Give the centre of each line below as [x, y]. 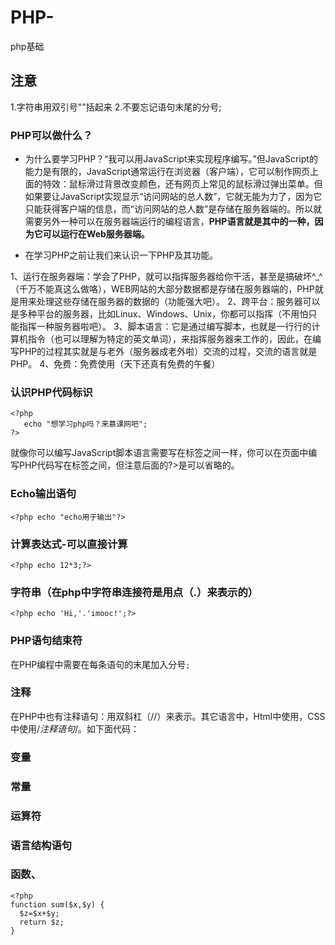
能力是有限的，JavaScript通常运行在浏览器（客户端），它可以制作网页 [167, 172]
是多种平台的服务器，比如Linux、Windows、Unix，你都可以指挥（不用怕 [159, 314]
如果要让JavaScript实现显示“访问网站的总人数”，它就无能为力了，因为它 [173, 197]
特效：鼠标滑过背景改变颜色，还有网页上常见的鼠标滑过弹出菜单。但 [182, 184]
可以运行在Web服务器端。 [96, 234]
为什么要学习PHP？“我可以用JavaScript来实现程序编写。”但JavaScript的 [171, 159]
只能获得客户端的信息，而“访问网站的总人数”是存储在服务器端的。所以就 [173, 209]
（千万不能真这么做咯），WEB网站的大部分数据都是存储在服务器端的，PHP [162, 289]
